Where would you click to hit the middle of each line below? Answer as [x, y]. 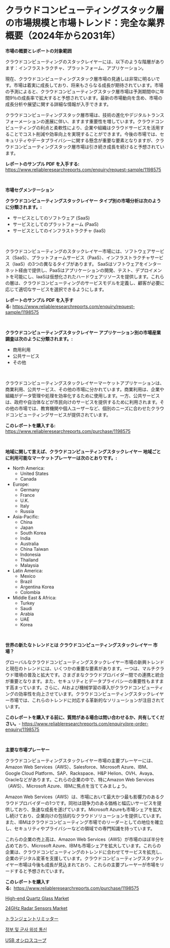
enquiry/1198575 [22, 729]
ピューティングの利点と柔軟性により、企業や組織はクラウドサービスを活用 [83, 128]
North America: [28, 468]
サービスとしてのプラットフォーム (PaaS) [55, 224]
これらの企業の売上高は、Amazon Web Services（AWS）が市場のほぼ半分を [85, 839]
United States [34, 473]
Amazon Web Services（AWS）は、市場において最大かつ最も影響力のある [83, 797]
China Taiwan [34, 549]
